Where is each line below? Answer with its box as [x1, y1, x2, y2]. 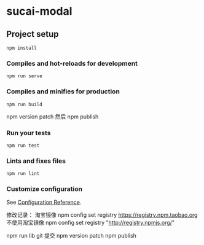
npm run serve [6, 73, 43, 79]
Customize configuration [6, 185, 83, 193]
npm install [6, 45, 37, 51]
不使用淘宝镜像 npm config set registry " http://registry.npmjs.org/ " [6, 219, 175, 227]
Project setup [6, 29, 60, 39]
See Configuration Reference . [6, 198, 82, 206]
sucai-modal [6, 4, 73, 18]
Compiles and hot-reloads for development [6, 59, 138, 68]
